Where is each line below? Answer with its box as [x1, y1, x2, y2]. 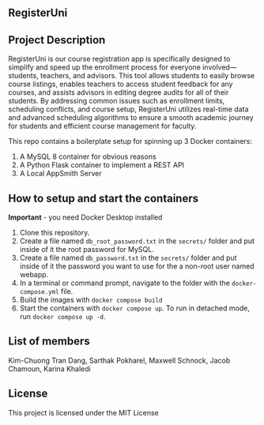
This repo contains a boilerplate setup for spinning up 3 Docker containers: [8, 137, 253, 146]
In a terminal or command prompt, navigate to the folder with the [19, 278, 231, 288]
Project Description [8, 33, 106, 47]
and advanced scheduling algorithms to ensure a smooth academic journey [8, 113, 255, 122]
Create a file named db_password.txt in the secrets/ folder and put [19, 253, 237, 263]
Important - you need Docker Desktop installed [8, 212, 163, 222]
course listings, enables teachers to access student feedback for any [8, 79, 233, 89]
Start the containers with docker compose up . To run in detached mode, [19, 303, 251, 313]
